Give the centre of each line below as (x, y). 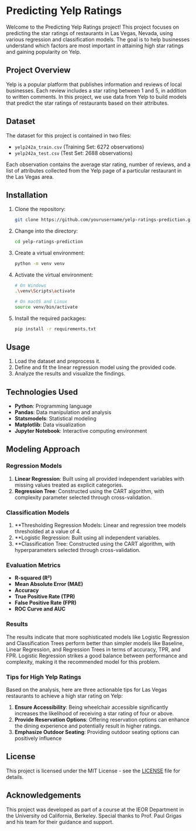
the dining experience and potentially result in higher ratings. (88, 726)
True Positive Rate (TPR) (45, 596)
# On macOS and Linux (41, 301)
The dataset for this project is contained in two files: (69, 135)
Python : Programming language (53, 406)
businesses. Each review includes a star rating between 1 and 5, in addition (96, 90)
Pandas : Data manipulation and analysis (63, 412)
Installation (27, 195)
